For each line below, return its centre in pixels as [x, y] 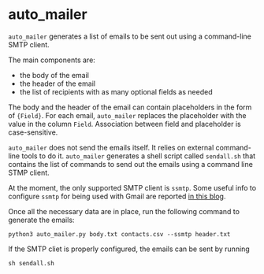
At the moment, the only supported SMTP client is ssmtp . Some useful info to [132, 187]
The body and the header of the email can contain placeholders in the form [130, 107]
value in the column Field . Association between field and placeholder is [125, 124]
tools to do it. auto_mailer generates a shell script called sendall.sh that [139, 156]
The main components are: [52, 60]
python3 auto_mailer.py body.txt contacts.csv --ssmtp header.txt [119, 234]
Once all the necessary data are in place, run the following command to [124, 211]
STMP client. [29, 172]
